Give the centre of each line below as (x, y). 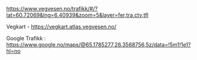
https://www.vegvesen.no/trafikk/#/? (52, 9)
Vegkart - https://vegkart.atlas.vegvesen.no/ (61, 27)
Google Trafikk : (26, 38)
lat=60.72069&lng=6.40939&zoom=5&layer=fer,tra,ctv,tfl (77, 15)
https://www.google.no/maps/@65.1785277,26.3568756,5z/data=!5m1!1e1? (98, 45)
